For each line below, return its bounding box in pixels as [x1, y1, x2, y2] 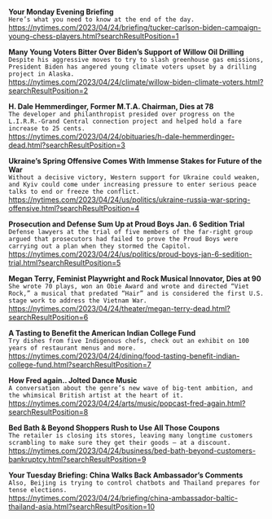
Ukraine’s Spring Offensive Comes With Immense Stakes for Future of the [8, 156, 262, 165]
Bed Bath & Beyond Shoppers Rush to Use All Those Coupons [8, 423, 220, 433]
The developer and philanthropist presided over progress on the [8, 110, 235, 118]
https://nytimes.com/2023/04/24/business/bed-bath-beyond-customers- [8, 446, 257, 455]
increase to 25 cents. [8, 125, 86, 133]
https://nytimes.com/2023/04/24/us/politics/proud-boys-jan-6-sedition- [8, 249, 252, 259]
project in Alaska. [8, 70, 75, 78]
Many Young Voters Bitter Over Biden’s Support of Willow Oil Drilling [8, 47, 244, 56]
